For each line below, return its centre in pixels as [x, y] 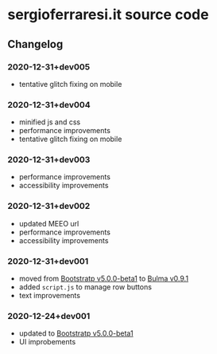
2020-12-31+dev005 [49, 67]
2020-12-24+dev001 [49, 316]
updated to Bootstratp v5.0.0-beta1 [76, 333]
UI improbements [47, 342]
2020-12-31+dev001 [48, 261]
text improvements [50, 296]
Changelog [35, 44]
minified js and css [50, 122]
